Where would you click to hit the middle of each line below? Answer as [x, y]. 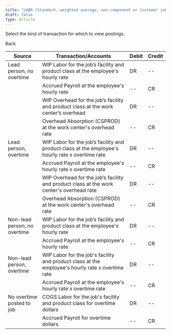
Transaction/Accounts [83, 56]
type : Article [20, 19]
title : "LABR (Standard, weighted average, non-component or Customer [82, 10]
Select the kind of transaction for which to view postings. [65, 34]
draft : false [19, 15]
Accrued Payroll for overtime [77, 318]
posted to [19, 304]
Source [22, 56]
